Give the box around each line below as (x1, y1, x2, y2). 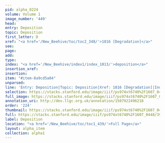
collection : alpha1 (5, 131, 45, 136)
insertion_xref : (5, 67, 38, 72)
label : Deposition (5, 116, 43, 122)
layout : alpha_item (5, 126, 45, 131)
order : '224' (5, 103, 32, 108)
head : (5, 21, 16, 26)
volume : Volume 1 (5, 12, 41, 17)
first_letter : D (5, 35, 38, 40)
